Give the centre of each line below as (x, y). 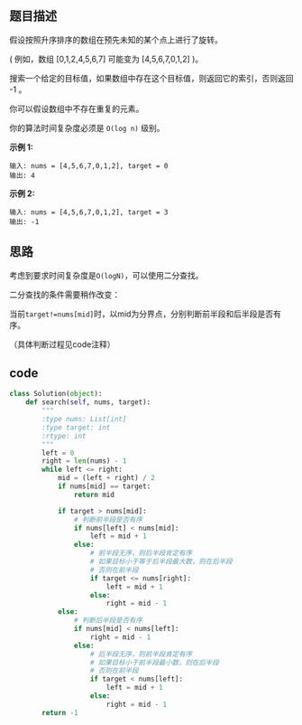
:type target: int (76, 428)
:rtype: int (64, 436)
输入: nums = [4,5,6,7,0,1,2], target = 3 (89, 212)
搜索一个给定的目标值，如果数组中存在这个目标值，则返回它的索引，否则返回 (151, 78)
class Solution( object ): (56, 394)
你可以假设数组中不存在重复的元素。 (77, 108)
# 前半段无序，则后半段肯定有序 (141, 553)
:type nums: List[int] (84, 419)
